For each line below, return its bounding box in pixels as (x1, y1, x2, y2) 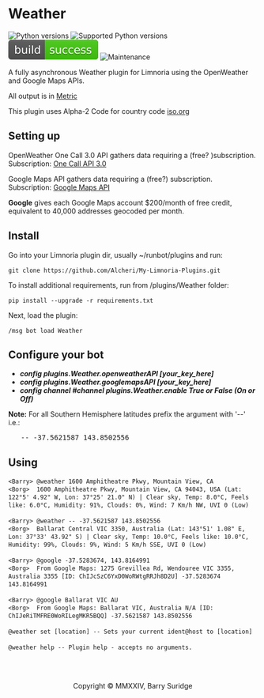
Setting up (8, 130, 61, 143)
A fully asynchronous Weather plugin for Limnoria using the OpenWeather (8, 67, 249, 77)
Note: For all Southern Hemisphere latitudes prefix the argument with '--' (8, 409, 247, 419)
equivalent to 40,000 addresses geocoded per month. (8, 206, 184, 216)
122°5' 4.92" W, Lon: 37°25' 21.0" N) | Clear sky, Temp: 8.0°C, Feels (8, 493, 249, 502)
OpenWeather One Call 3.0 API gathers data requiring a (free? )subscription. (8, 150, 256, 160)
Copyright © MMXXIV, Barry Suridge (73, 681, 193, 691)
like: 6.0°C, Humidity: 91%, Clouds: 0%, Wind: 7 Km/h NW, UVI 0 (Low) (8, 501, 249, 510)
